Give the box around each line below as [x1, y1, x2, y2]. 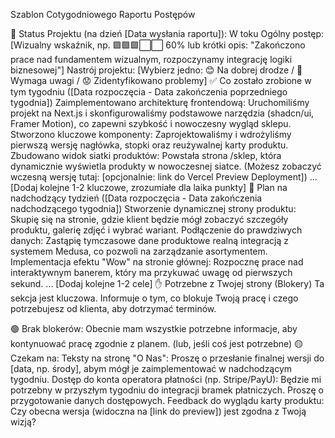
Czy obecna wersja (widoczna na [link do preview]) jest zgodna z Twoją [10, 405, 307, 417]
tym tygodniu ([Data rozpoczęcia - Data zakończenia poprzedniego [10, 86, 288, 98]
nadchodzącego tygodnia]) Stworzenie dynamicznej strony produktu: [10, 203, 297, 214]
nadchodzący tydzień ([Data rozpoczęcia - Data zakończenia [10, 192, 263, 204]
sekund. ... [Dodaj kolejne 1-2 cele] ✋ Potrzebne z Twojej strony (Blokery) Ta [10, 278, 325, 289]
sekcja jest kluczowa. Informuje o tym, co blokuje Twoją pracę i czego [10, 292, 299, 304]
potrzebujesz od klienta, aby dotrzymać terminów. [10, 303, 217, 314]
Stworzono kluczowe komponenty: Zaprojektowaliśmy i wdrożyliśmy [10, 129, 292, 140]
